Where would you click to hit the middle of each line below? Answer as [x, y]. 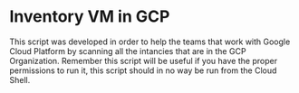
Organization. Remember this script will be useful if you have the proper [144, 60]
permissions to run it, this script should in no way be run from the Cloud [143, 70]
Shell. [20, 79]
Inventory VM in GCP [90, 17]
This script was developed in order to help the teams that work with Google [150, 42]
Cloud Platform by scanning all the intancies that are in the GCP [128, 51]
